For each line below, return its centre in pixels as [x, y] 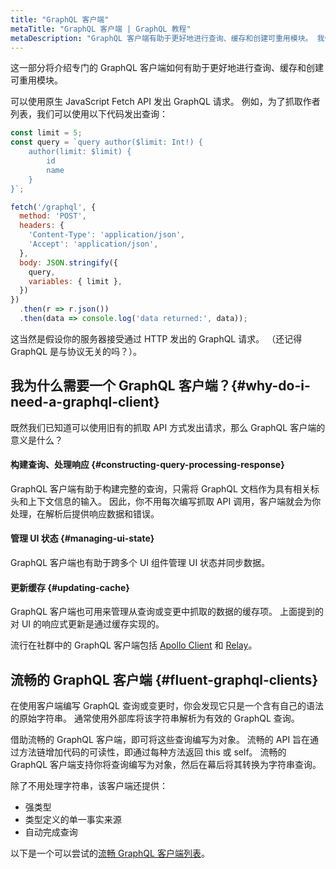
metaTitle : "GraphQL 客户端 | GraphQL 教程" [101, 29]
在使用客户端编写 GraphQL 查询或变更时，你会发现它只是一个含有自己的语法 [167, 706]
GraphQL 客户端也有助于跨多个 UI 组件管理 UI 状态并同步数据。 [140, 563]
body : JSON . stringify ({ [68, 262]
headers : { [42, 226]
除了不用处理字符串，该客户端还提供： [89, 786]
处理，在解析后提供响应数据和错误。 [85, 513]
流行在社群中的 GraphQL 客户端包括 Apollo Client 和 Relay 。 [134, 645]
